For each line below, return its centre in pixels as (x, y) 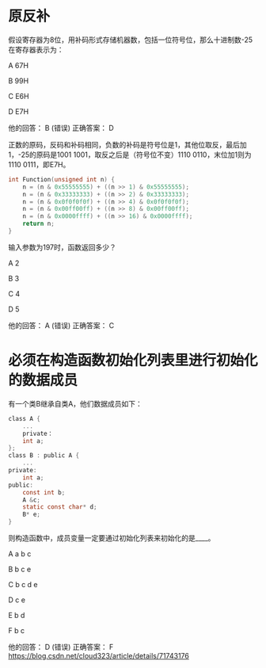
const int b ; (44, 492)
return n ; (39, 224)
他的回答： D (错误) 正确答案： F (61, 647)
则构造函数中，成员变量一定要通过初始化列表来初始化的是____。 (112, 538)
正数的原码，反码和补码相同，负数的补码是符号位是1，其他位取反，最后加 (127, 144)
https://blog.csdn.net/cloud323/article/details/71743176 (99, 656)
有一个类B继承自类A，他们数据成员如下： (75, 403)
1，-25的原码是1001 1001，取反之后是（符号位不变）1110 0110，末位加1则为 (130, 155)
